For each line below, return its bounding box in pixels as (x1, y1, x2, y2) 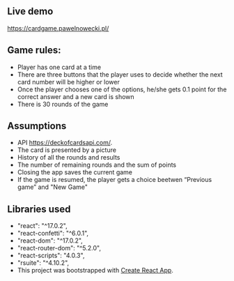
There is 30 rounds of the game (17, 100, 109, 108)
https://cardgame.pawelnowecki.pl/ (7, 24, 109, 32)
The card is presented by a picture (17, 146, 117, 154)
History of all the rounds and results (17, 153, 120, 162)
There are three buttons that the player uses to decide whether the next (17, 70, 223, 79)
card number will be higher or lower (17, 77, 120, 86)
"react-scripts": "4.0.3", (17, 251, 85, 260)
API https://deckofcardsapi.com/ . (17, 139, 113, 147)
